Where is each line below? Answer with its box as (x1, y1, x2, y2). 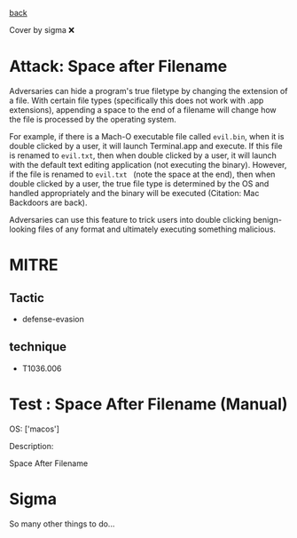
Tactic (9, 290, 44, 305)
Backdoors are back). (9, 197, 88, 208)
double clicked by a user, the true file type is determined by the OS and (9, 178, 270, 189)
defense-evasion (21, 313, 84, 324)
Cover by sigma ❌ (9, 25, 75, 35)
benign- (252, 214, 282, 225)
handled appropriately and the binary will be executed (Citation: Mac (9, 187, 260, 198)
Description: (9, 440, 54, 451)
